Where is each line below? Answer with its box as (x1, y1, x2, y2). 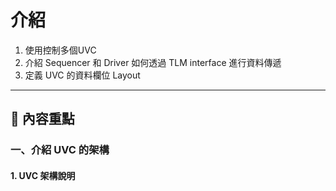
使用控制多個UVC (24, 44, 97, 56)
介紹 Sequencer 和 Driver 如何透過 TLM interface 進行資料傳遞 (24, 56, 282, 68)
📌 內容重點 (10, 111, 75, 128)
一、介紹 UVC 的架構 (10, 143, 110, 157)
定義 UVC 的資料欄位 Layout (24, 69, 141, 81)
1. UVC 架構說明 (10, 169, 76, 181)
